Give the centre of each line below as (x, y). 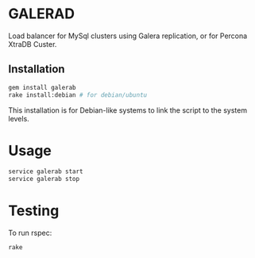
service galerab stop (44, 179)
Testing (34, 211)
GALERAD (42, 14)
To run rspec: (30, 233)
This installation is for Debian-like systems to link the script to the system (128, 110)
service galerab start (46, 171)
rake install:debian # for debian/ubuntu (78, 95)
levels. (19, 118)
